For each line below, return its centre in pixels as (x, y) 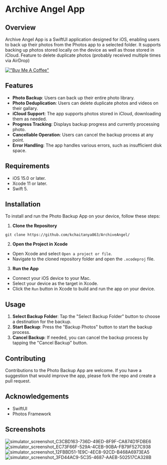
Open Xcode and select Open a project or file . (62, 254)
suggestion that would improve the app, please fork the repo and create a (81, 376)
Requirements (27, 166)
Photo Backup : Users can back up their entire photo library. (74, 97)
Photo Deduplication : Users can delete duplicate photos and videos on (85, 103)
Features (19, 86)
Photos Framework (32, 414)
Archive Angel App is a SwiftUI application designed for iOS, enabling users (83, 39)
